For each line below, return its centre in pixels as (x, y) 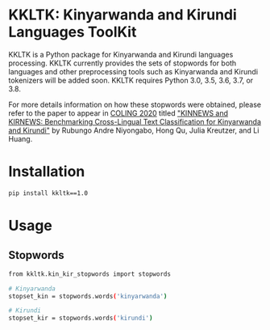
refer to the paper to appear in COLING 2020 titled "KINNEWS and (118, 113)
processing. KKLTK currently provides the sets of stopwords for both (123, 63)
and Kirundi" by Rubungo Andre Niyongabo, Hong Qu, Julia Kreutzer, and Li (134, 130)
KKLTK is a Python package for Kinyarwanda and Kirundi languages (121, 54)
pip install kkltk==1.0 (48, 193)
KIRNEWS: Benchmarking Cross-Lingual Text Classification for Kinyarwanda (135, 121)
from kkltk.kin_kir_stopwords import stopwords (90, 274)
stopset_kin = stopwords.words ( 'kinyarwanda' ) (88, 296)
